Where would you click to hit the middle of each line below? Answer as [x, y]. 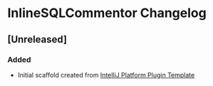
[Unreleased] [37, 39]
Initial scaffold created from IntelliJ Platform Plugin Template [106, 75]
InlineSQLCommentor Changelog [107, 13]
